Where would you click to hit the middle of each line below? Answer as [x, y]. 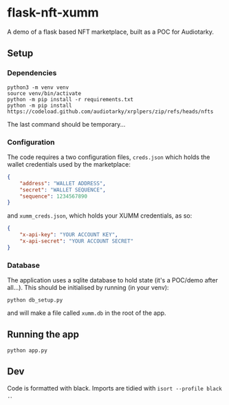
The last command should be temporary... [66, 124]
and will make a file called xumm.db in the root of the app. [87, 313]
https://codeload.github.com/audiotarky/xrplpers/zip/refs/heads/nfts [110, 112]
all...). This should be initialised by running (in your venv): [88, 288]
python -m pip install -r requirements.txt [70, 99]
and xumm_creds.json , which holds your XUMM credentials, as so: [100, 216]
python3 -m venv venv [38, 87]
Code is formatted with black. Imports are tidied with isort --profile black [115, 388]
